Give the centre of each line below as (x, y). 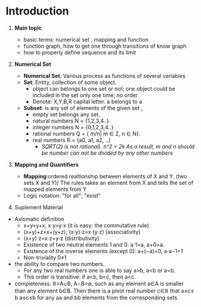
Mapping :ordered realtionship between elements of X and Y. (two (105, 176)
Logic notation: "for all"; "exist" (62, 195)
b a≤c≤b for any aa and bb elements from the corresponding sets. (97, 297)
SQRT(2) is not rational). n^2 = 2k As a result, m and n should (118, 146)
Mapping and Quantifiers (46, 164)
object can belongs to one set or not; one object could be (104, 88)
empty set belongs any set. (66, 114)
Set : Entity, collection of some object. (70, 82)
